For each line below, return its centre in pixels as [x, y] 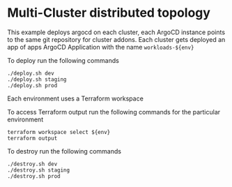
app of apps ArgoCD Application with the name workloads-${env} [101, 47]
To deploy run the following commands [63, 60]
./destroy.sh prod [34, 176]
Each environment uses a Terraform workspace [76, 98]
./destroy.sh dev [32, 164]
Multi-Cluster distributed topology [109, 13]
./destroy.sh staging [39, 170]
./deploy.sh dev [31, 73]
